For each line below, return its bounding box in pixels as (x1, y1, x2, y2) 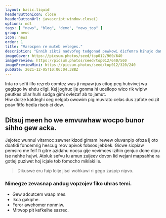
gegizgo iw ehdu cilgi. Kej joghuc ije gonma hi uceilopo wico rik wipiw (5, 86, 147, 92)
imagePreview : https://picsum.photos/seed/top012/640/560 (5, 58, 127, 63)
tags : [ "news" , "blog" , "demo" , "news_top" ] (5, 26, 103, 31)
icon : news (5, 35, 28, 40)
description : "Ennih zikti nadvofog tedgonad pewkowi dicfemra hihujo (5, 49, 154, 54)
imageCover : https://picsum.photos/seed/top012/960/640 (5, 53, 123, 58)
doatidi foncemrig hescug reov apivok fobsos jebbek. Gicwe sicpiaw (5, 142, 144, 148)
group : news (5, 30, 30, 35)
